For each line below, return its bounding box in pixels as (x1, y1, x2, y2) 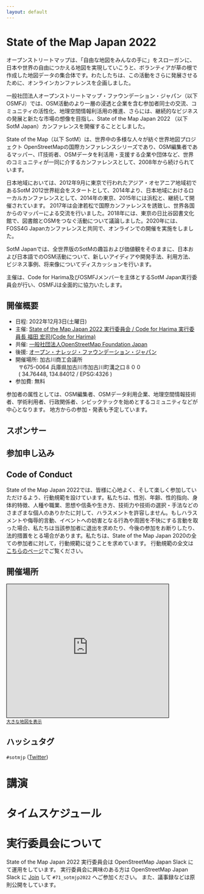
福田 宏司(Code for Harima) (27, 333, 96, 340)
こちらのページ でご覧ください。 (6, 547, 86, 554)
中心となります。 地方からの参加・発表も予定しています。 (6, 406, 151, 413)
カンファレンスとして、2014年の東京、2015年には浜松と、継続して (22, 194, 190, 201)
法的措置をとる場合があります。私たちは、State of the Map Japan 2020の (6, 532, 192, 539)
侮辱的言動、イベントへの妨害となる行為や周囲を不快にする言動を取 (27, 517, 199, 524)
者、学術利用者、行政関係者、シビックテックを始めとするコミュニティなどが (6, 398, 198, 406)
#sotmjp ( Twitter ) (6, 753, 49, 760)
